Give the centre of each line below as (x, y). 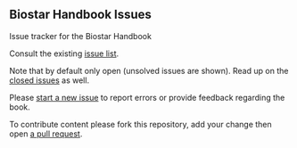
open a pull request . (46, 134)
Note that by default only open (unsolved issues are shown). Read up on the (149, 70)
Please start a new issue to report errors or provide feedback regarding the (147, 97)
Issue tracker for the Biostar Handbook (80, 36)
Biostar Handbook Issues (80, 15)
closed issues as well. (49, 80)
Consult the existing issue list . (64, 53)
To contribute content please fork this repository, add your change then (140, 124)
